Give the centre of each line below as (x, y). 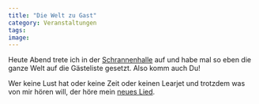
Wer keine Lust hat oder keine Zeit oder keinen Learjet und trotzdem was (127, 84)
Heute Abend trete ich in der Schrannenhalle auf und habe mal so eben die (129, 60)
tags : (17, 30)
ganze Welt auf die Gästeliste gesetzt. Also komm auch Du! (104, 69)
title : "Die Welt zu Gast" (53, 15)
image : (19, 37)
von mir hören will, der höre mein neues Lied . (82, 92)
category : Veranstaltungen (53, 23)
